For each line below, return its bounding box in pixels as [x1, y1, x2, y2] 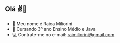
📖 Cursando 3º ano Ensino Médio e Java [12, 26, 96, 32]
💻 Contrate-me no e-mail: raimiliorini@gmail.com [12, 31, 115, 37]
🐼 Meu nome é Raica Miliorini [12, 20, 72, 27]
